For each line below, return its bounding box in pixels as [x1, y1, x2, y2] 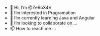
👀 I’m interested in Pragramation [9, 10, 76, 16]
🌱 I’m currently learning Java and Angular [9, 15, 96, 20]
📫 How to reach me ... [9, 26, 56, 31]
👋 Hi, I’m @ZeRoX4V [9, 5, 52, 10]
